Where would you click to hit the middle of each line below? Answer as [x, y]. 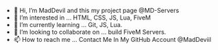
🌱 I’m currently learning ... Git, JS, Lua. [68, 25]
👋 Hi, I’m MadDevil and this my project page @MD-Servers [96, 10]
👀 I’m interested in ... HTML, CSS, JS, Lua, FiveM [82, 18]
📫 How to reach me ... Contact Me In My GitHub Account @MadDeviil [112, 40]
